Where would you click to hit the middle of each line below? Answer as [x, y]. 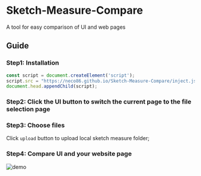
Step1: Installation [33, 63]
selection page [28, 110]
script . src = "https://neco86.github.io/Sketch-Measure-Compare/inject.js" [103, 81]
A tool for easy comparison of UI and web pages [66, 27]
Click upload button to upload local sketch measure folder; [78, 138]
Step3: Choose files [36, 125]
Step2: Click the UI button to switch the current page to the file [99, 102]
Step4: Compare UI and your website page [69, 154]
